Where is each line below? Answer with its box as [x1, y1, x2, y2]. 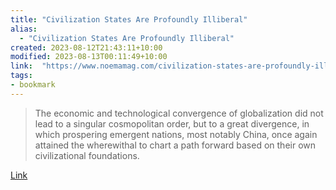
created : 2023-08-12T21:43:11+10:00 [10, 42, 163, 53]
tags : [10, 71, 33, 81]
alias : [10, 24, 38, 34]
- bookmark [10, 80, 56, 90]
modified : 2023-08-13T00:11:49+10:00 [10, 52, 168, 62]
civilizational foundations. [34, 149, 140, 161]
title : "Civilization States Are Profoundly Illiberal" [10, 14, 248, 25]
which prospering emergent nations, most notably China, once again [34, 128, 318, 140]
